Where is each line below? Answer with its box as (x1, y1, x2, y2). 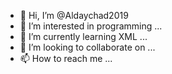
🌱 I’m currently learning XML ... (19, 31, 148, 42)
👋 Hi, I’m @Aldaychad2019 (19, 10, 129, 21)
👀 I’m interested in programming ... (19, 20, 163, 32)
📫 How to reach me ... (19, 53, 113, 64)
